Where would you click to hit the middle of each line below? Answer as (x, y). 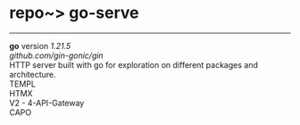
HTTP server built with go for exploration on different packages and (134, 64)
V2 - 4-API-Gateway (47, 103)
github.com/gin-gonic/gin (57, 55)
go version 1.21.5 (40, 46)
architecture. (33, 74)
